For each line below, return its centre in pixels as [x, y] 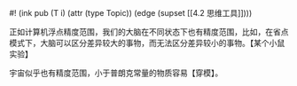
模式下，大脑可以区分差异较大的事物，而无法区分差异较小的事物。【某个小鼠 [147, 43]
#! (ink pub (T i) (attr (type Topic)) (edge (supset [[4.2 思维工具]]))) [131, 13]
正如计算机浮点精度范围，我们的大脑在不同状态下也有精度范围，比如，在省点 [149, 32]
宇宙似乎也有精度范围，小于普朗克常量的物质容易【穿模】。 [116, 73]
